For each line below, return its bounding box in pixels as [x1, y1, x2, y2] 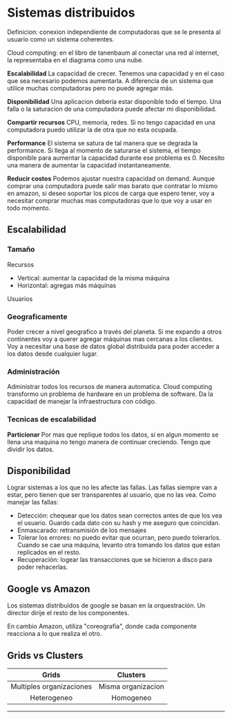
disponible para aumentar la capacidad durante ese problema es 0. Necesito [7, 154, 225, 162]
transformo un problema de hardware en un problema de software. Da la [7, 390, 213, 399]
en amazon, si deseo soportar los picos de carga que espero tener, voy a [7, 189, 215, 197]
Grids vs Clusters [7, 649, 84, 662]
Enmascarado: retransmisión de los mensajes [17, 526, 147, 534]
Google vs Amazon [7, 583, 90, 594]
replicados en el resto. [17, 548, 81, 556]
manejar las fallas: [7, 498, 59, 507]
